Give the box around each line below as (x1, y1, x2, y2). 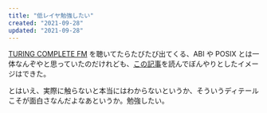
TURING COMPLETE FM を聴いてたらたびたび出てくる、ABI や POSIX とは (8, 49, 253, 59)
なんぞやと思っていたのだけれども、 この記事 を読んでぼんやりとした (14, 59, 238, 68)
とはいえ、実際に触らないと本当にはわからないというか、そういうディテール (8, 86, 259, 95)
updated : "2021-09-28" (8, 26, 84, 34)
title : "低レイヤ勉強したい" (8, 11, 94, 20)
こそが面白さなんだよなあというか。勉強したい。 (8, 96, 169, 106)
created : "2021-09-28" (8, 19, 84, 27)
